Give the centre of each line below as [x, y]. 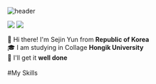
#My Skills [22, 73]
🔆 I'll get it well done [37, 58]
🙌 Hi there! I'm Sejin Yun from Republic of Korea [78, 40]
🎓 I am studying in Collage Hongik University [76, 47]
